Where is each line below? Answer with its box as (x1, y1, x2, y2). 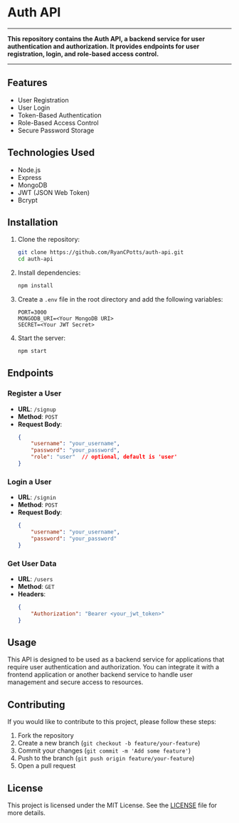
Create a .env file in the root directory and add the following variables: (17, 295, 223, 303)
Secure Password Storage (17, 126, 95, 134)
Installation (7, 216, 58, 228)
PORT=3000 (17, 309, 48, 316)
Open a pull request (17, 762, 76, 770)
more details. (7, 809, 46, 817)
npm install (17, 282, 53, 290)
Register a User (7, 388, 62, 398)
